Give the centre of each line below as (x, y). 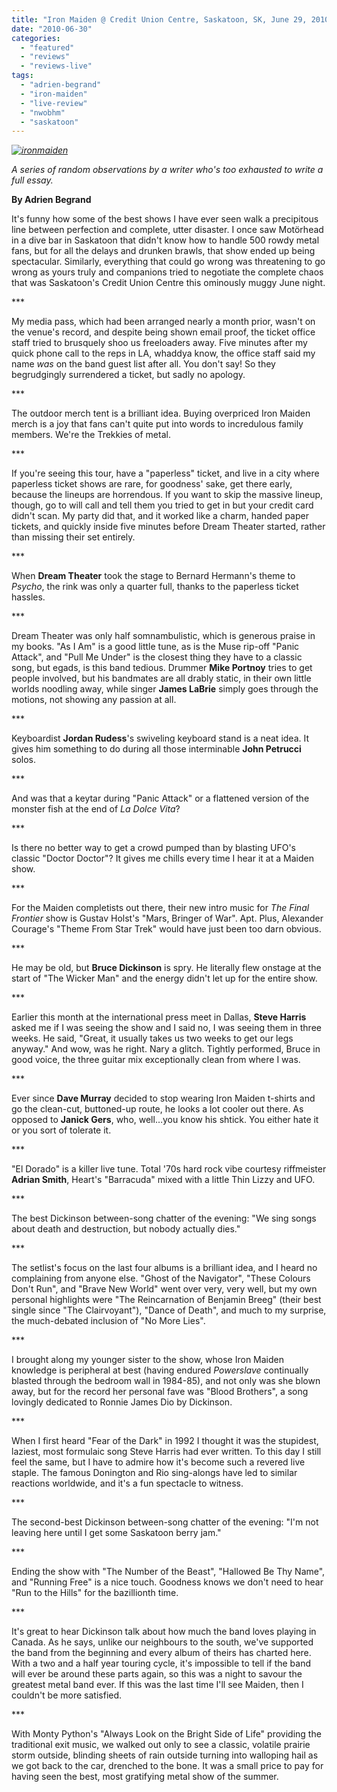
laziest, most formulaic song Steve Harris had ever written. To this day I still (166, 1452)
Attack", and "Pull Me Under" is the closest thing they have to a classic (157, 657)
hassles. (28, 597)
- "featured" (47, 47)
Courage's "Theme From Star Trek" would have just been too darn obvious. (166, 929)
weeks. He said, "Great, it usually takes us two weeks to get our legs (152, 1038)
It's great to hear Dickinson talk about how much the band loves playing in (164, 1632)
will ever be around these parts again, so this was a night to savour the (157, 1674)
